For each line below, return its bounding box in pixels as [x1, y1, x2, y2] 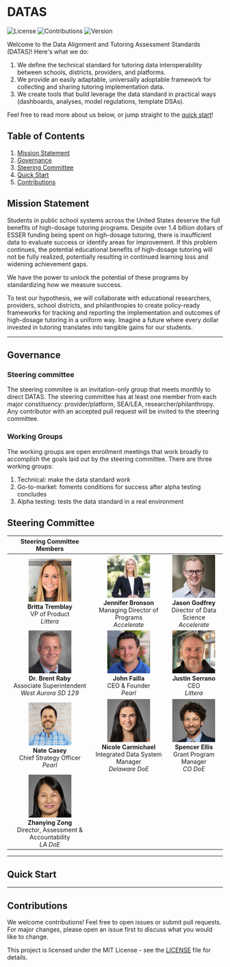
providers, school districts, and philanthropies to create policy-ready [7, 301, 201, 309]
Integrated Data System [95, 750, 162, 758]
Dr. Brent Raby [28, 674, 71, 683]
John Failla [112, 674, 145, 683]
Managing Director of [99, 606, 159, 615]
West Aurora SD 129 [20, 689, 79, 697]
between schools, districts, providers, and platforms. [16, 68, 166, 76]
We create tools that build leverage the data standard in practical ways [16, 90, 216, 98]
